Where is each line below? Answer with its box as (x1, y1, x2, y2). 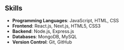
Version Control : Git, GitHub (12, 39, 72, 45)
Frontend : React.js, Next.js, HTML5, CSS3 (12, 23, 101, 29)
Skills (5, 4, 22, 13)
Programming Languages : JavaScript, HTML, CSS (12, 17, 119, 23)
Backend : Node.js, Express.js (12, 28, 75, 34)
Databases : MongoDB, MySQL (12, 33, 78, 39)
